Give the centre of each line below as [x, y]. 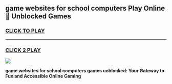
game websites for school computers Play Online [85, 8]
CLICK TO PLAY [25, 31]
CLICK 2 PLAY [23, 50]
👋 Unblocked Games [38, 17]
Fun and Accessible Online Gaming [43, 76]
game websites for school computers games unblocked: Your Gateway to [85, 70]
